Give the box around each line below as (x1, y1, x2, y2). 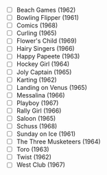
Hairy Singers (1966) (16, 45, 75, 53)
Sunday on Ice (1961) (16, 130, 76, 138)
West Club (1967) (16, 161, 66, 169)
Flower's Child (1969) (16, 37, 77, 45)
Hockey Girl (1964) (16, 60, 70, 68)
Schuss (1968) (16, 121, 58, 130)
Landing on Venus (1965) (16, 83, 87, 91)
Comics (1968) (16, 21, 58, 30)
